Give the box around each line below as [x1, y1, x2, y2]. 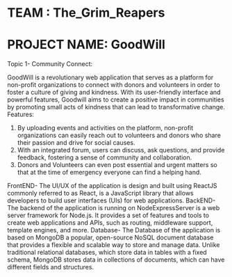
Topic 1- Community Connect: [7, 60, 92, 68]
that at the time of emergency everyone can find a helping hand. [17, 168, 201, 177]
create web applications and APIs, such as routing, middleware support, [7, 219, 213, 227]
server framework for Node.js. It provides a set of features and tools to [7, 211, 210, 220]
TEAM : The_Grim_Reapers [7, 5, 165, 21]
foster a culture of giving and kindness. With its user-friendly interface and [7, 88, 221, 97]
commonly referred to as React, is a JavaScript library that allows [7, 189, 194, 198]
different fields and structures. [7, 263, 94, 271]
